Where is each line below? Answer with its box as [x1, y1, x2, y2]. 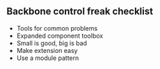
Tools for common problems [16, 24, 98, 32]
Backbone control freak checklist [6, 6, 154, 17]
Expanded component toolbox [16, 31, 104, 40]
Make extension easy [16, 46, 78, 54]
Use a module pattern [16, 54, 79, 62]
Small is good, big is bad [16, 38, 88, 47]
